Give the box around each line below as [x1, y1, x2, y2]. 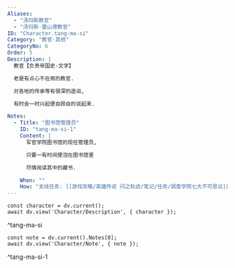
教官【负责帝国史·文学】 [13, 62, 75, 69]
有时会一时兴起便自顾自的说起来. [13, 100, 95, 107]
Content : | [20, 132, 52, 139]
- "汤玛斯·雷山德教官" [13, 23, 71, 30]
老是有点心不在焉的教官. [13, 75, 75, 82]
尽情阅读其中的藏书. [25, 164, 77, 171]
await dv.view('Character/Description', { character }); [7, 209, 177, 216]
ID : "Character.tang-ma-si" [7, 29, 90, 37]
